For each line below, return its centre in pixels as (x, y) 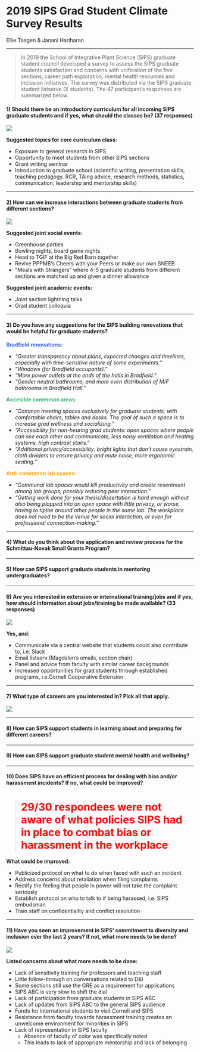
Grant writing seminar (41, 164)
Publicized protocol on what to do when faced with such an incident (98, 873)
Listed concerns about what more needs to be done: (72, 961)
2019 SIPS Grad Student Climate (87, 11)
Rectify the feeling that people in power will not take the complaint (96, 886)
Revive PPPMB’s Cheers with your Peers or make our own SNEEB (95, 264)
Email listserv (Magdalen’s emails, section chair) (74, 658)
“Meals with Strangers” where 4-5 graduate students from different (97, 270)
